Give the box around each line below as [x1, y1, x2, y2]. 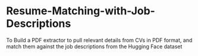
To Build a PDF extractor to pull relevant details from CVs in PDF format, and [6, 36, 193, 43]
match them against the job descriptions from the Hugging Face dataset [6, 43, 183, 50]
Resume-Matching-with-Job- [6, 4, 156, 18]
